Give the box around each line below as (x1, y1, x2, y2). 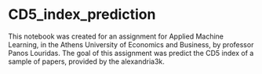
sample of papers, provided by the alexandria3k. (8, 57, 165, 66)
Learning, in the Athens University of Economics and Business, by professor (8, 39, 254, 49)
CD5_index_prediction (8, 6, 156, 24)
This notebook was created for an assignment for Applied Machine (8, 31, 224, 41)
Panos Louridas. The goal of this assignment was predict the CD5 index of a (8, 48, 254, 57)
